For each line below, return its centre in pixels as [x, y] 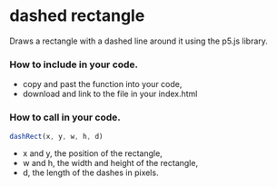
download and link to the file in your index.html [110, 94]
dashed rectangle [77, 16]
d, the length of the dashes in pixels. [90, 172]
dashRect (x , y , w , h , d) [56, 136]
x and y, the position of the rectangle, [93, 153]
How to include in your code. [74, 64]
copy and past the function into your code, [102, 84]
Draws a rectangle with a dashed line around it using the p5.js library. [138, 41]
